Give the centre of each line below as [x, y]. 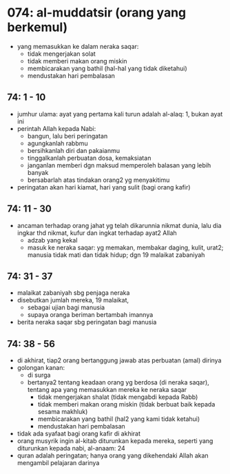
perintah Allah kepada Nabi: [56, 128]
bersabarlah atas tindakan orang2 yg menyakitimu [98, 180]
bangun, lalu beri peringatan [67, 136]
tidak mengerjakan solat [62, 54]
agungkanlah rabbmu [57, 143]
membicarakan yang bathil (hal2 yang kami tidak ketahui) [119, 419]
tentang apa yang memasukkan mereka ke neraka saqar [107, 390]
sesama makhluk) [63, 412]
